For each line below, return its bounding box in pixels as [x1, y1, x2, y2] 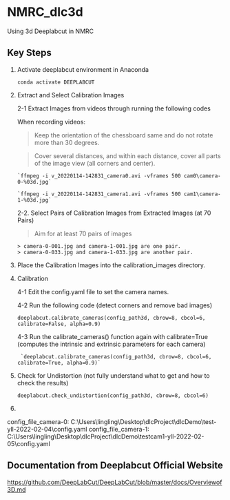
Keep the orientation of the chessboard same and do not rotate [34, 131, 213, 139]
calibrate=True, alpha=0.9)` [17, 359, 101, 366]
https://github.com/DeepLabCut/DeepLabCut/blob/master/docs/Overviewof [7, 478, 222, 486]
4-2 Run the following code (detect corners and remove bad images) [17, 301, 213, 309]
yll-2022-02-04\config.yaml [7, 425, 87, 433]
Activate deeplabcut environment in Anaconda [17, 65, 149, 73]
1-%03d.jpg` [17, 196, 52, 204]
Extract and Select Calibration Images [17, 90, 125, 99]
